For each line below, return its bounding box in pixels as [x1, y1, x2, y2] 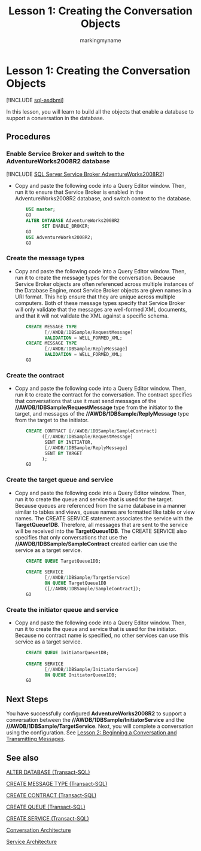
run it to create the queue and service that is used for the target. [14, 495, 173, 503]
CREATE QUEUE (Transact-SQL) [6, 803, 86, 810]
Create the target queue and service [6, 475, 114, 484]
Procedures [6, 132, 51, 142]
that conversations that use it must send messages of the [14, 398, 157, 405]
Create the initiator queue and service [6, 605, 118, 614]
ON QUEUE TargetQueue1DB [44, 580, 106, 587]
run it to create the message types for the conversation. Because [14, 274, 175, 281]
